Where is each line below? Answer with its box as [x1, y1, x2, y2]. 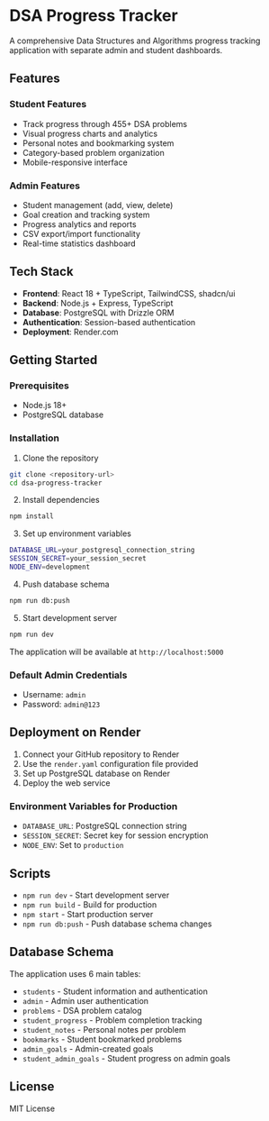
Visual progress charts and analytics [22, 128, 158, 139]
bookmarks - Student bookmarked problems [22, 1034, 183, 1044]
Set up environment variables [22, 528, 132, 539]
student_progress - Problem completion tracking [22, 1015, 202, 1025]
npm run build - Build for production [22, 898, 157, 910]
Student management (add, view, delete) [22, 199, 174, 210]
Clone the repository [22, 452, 99, 463]
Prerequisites [9, 379, 69, 392]
